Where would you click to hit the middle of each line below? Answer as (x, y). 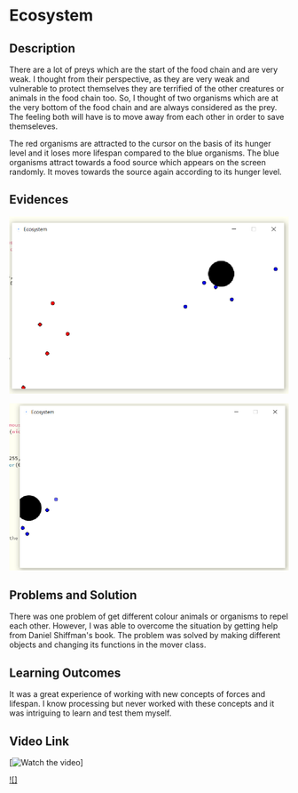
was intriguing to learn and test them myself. (90, 713)
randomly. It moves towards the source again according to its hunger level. (145, 172)
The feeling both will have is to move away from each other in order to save (147, 117)
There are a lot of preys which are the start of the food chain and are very (144, 69)
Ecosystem (51, 16)
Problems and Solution (73, 595)
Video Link (39, 741)
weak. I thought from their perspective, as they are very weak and (129, 79)
